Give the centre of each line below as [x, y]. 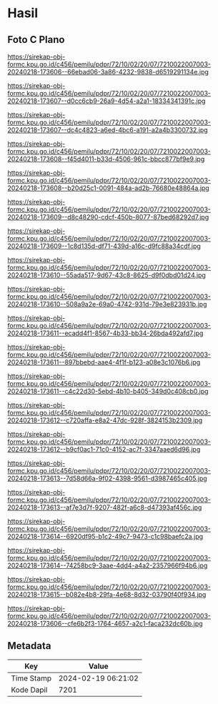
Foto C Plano [36, 40]
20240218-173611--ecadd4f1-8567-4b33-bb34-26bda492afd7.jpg [105, 333]
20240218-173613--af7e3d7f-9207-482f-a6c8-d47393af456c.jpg [105, 507]
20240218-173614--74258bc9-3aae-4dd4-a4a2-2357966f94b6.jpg [108, 565]
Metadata [29, 646]
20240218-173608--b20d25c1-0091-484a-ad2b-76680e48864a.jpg [108, 188]
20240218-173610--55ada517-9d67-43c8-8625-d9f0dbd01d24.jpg [106, 275]
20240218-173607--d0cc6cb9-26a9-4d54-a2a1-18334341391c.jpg [106, 101]
